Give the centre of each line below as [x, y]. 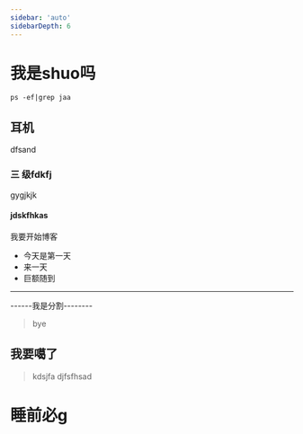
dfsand [23, 150]
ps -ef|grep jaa [40, 98]
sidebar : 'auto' [40, 18]
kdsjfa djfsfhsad [62, 376]
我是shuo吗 [53, 73]
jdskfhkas [29, 216]
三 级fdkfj [31, 174]
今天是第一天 [47, 255]
